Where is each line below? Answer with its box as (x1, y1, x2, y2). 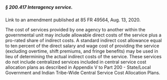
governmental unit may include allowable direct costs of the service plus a (5, 32, 162, 38)
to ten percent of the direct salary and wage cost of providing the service (5, 43, 159, 49)
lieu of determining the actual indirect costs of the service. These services (5, 53, 162, 59)
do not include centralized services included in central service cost (5, 59, 147, 65)
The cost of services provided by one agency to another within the (5, 26, 146, 32)
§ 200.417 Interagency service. (5, 4, 73, 10)
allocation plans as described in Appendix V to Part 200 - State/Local (5, 64, 151, 70)
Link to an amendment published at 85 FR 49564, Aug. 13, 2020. (5, 17, 141, 23)
